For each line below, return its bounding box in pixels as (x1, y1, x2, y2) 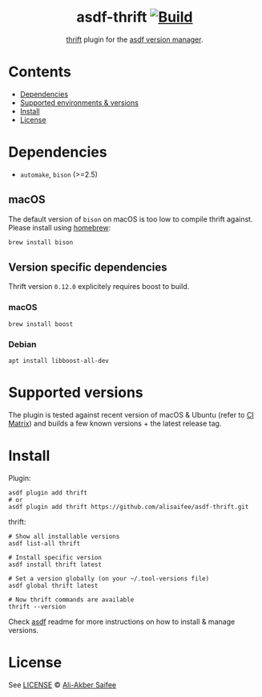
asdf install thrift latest (8, 560, 103, 569)
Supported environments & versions (19, 97, 139, 108)
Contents (8, 63, 72, 81)
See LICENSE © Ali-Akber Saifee (8, 679, 117, 690)
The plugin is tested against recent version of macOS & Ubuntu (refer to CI (8, 410, 254, 419)
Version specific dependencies (8, 260, 167, 274)
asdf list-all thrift (8, 539, 81, 548)
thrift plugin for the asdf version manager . (66, 35, 204, 44)
